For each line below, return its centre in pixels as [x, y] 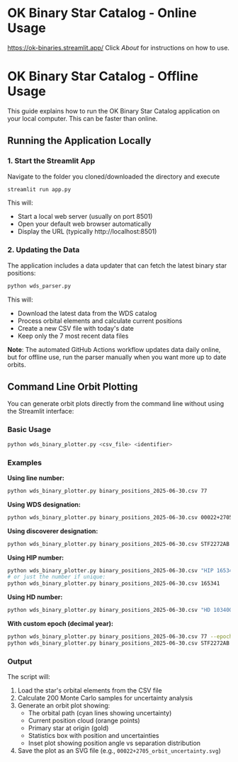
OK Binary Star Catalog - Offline [103, 76]
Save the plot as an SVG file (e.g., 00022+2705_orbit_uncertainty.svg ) [119, 751]
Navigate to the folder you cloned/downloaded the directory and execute [114, 176]
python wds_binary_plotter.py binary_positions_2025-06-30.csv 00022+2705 [120, 517]
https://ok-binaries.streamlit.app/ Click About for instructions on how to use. [119, 47]
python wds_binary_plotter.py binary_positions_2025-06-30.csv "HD [109, 610]
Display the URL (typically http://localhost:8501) [87, 232]
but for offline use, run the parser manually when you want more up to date [117, 357]
